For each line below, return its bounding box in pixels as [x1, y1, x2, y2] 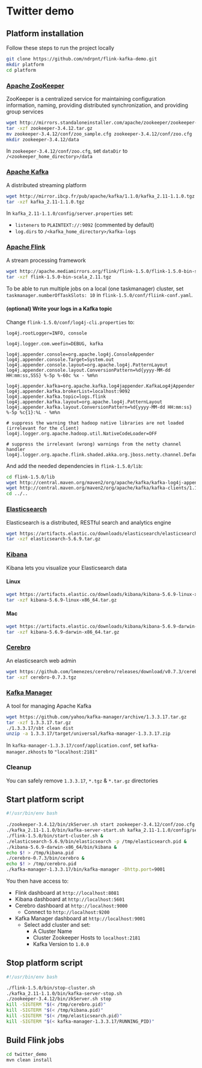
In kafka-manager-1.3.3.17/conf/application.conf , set [6, 741, 142, 749]
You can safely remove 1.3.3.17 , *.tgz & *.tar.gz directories [6, 777, 158, 784]
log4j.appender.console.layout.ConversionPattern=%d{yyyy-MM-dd [6, 367, 171, 373]
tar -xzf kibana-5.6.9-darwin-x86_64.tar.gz [6, 629, 120, 635]
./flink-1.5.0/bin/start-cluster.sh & [6, 833, 103, 839]
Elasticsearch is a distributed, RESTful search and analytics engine [6, 519, 171, 526]
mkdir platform [6, 62, 44, 68]
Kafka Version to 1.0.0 [32, 941, 89, 948]
